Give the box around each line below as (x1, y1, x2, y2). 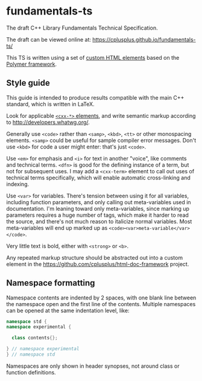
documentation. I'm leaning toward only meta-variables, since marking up (6, 205, 190, 212)
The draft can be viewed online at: (6, 36, 92, 43)
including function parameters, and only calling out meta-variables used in (6, 198, 191, 206)
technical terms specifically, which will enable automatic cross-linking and (6, 174, 191, 181)
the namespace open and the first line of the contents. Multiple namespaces (6, 300, 196, 307)
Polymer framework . (6, 60, 57, 68)
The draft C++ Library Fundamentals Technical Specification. (6, 24, 158, 31)
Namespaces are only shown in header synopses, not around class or (6, 362, 180, 370)
